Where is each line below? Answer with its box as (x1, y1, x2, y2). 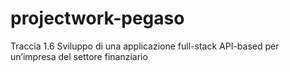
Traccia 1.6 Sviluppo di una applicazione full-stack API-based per (10, 40, 280, 52)
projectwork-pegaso (10, 7, 185, 30)
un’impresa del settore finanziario (10, 50, 148, 62)
